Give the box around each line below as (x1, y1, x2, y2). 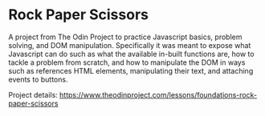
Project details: (8, 90, 58, 99)
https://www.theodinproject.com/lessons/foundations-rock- (59, 90, 258, 99)
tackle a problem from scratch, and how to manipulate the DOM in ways (8, 58, 246, 67)
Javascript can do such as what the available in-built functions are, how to (8, 49, 255, 58)
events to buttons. (8, 74, 68, 84)
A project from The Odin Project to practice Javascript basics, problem (8, 32, 243, 42)
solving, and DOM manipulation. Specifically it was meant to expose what (8, 40, 251, 50)
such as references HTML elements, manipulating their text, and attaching (8, 66, 254, 75)
